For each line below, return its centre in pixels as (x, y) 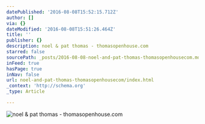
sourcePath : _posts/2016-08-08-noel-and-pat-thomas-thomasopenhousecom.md (103, 57)
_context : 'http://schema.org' (46, 86)
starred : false (26, 52)
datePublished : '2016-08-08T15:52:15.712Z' (63, 12)
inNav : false (23, 75)
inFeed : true (23, 63)
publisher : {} (24, 40)
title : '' (19, 35)
